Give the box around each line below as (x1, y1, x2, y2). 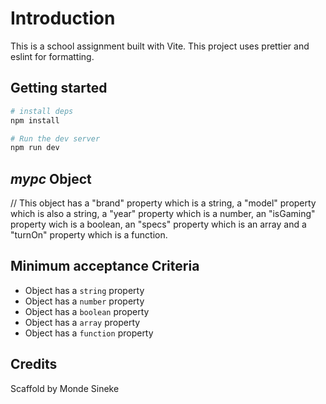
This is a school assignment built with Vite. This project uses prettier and (10, 40, 310, 52)
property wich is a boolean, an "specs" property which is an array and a (10, 218, 307, 231)
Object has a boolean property (24, 305, 150, 317)
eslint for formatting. (10, 50, 95, 62)
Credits (10, 356, 58, 373)
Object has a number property (24, 295, 145, 307)
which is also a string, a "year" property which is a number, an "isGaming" (10, 208, 316, 220)
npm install (10, 115, 60, 126)
